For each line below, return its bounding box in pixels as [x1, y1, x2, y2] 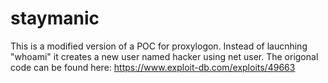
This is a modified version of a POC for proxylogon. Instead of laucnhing [10, 40, 308, 52]
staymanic [10, 7, 100, 30]
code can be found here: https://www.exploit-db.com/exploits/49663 [10, 61, 296, 73]
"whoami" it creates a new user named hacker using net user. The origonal [10, 50, 319, 62]
